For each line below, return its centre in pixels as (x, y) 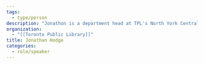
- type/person (29, 18)
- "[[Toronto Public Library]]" (53, 35)
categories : (21, 46)
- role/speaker (31, 52)
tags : (13, 12)
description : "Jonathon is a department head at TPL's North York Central (103, 23)
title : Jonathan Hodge (35, 40)
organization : (24, 29)
